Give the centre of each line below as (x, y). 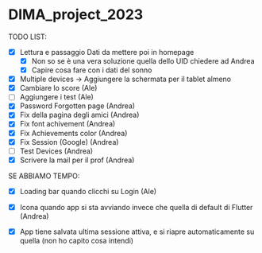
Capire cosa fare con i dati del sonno (92, 70)
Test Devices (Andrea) (56, 151)
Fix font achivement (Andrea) (67, 124)
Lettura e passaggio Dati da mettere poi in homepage (107, 52)
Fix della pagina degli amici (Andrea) (79, 115)
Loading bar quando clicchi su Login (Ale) (88, 191)
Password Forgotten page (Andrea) (77, 106)
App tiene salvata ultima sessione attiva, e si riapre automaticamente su (137, 232)
